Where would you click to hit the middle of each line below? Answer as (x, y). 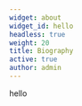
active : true (33, 59)
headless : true (37, 34)
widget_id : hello (41, 26)
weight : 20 (29, 43)
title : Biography (41, 51)
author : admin (36, 68)
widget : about (36, 18)
